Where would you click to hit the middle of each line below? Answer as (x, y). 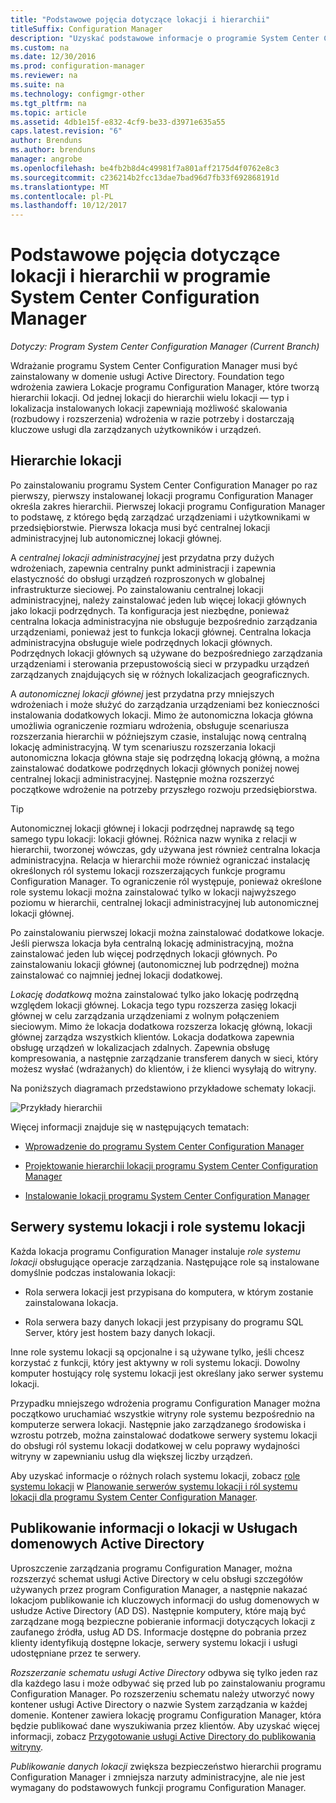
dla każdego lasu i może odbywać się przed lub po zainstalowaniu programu (168, 1683)
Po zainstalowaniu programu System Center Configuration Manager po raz (164, 485)
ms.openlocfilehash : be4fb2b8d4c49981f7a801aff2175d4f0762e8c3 (145, 168)
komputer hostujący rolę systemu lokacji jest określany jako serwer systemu (167, 1373)
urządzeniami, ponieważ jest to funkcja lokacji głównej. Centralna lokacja (161, 632)
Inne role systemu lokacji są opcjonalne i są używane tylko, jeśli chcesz (157, 1352)
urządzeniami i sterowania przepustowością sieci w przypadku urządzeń (160, 663)
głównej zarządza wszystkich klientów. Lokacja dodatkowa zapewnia (152, 1037)
